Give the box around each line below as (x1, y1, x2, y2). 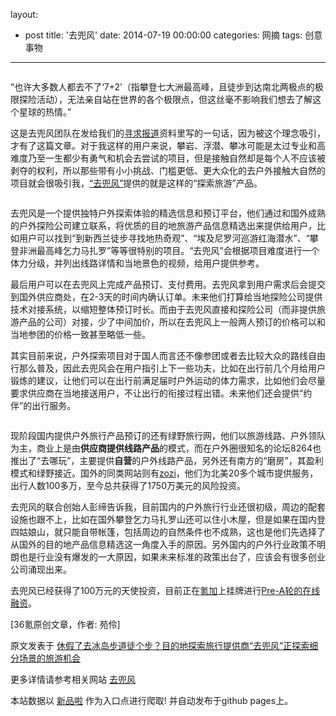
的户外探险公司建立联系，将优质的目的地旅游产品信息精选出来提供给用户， (10, 220, 317, 231)
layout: (10, 9, 38, 20)
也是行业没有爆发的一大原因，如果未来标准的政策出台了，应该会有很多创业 (18, 551, 326, 563)
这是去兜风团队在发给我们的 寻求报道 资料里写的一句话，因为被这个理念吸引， (10, 127, 326, 139)
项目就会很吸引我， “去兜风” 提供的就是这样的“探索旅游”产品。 (10, 177, 263, 189)
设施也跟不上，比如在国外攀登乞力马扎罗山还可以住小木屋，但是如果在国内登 (10, 514, 326, 525)
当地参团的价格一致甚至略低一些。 (10, 329, 151, 340)
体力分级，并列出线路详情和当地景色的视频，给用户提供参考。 (10, 257, 265, 269)
